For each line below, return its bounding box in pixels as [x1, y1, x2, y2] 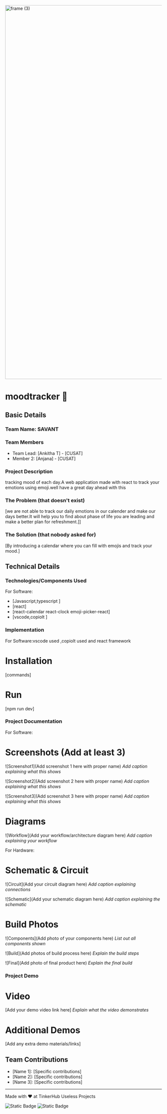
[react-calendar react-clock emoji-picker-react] [12, 609, 110, 615]
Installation [5, 655, 53, 667]
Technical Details [5, 562, 60, 571]
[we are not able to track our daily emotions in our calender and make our [5, 508, 156, 514]
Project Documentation [5, 718, 63, 725]
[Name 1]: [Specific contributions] [12, 1069, 82, 1075]
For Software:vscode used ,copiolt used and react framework [5, 638, 131, 644]
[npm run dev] [5, 705, 35, 711]
